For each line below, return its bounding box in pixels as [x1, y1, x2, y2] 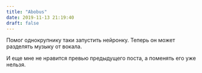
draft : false [6, 20, 39, 26]
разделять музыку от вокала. [6, 43, 82, 50]
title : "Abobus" [6, 8, 47, 15]
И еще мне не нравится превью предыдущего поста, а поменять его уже [6, 55, 197, 62]
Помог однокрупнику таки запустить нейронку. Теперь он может [6, 37, 175, 44]
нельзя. [6, 61, 26, 68]
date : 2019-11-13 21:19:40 [6, 14, 74, 21]
